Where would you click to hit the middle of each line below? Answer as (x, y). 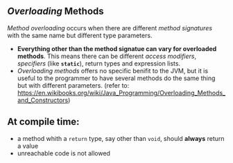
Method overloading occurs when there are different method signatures (110, 28)
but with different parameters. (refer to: (73, 85)
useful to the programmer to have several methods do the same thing (116, 78)
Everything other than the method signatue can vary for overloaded (117, 48)
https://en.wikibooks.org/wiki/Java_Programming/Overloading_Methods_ (121, 93)
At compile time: (43, 122)
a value (28, 146)
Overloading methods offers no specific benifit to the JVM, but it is (113, 70)
